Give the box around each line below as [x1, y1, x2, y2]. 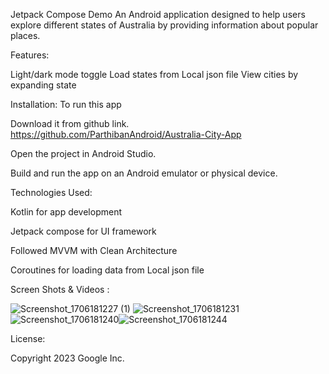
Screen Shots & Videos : [10, 284, 110, 295]
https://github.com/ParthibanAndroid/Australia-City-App [10, 129, 242, 140]
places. [10, 30, 41, 41]
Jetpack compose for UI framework [10, 225, 157, 237]
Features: [10, 49, 50, 61]
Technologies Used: [10, 187, 93, 198]
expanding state [10, 79, 77, 91]
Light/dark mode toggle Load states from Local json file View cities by [10, 69, 299, 80]
